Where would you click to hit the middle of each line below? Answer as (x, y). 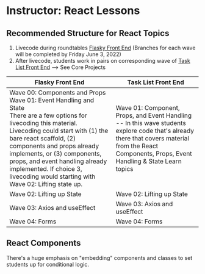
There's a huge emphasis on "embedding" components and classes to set (99, 258)
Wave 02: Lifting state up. (46, 184)
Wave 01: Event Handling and (52, 100)
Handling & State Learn (149, 161)
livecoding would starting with (52, 176)
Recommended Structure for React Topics (88, 33)
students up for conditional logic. (48, 264)
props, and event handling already (58, 161)
